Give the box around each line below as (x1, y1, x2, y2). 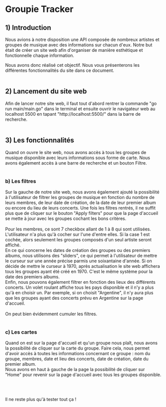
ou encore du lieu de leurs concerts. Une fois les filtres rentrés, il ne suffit (5, 204, 156, 210)
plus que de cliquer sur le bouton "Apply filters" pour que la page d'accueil (5, 210, 158, 216)
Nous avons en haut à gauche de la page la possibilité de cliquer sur (5, 367, 145, 373)
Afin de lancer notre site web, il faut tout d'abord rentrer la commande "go (5, 100, 157, 106)
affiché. (5, 242, 21, 248)
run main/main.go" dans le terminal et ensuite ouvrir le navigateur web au (5, 106, 156, 112)
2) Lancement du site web (5, 87, 87, 96)
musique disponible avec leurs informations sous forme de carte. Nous (5, 155, 151, 161)
